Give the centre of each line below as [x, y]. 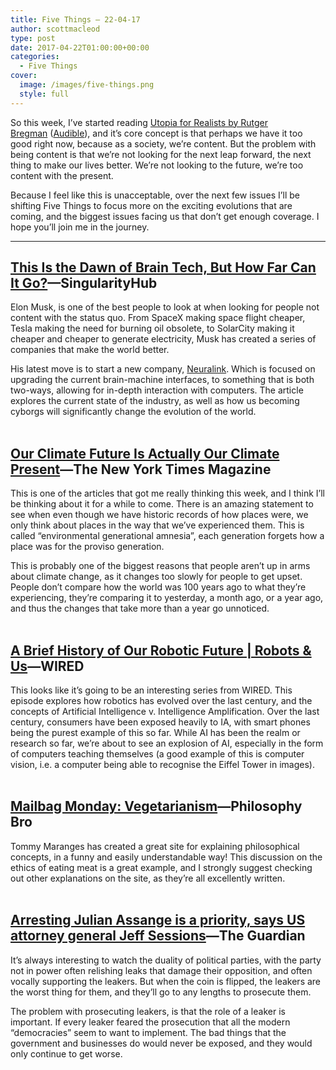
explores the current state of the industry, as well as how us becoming [155, 401]
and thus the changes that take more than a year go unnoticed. [140, 608]
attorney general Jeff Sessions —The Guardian [158, 936]
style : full [44, 94]
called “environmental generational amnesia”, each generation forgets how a [167, 536]
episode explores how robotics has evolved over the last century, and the [161, 701]
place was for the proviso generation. [87, 547]
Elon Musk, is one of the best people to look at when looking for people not [165, 307]
